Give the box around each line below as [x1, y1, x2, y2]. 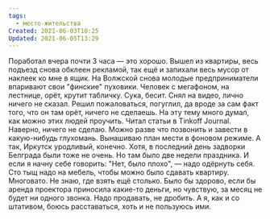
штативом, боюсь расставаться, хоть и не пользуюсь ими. [8, 202, 212, 212]
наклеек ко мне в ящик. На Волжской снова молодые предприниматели [8, 73, 259, 83]
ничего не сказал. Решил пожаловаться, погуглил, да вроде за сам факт [8, 99, 260, 109]
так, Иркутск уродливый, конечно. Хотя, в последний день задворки [8, 142, 246, 151]
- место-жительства [15, 19, 81, 27]
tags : [8, 11, 27, 20]
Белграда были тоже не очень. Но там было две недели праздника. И [8, 151, 250, 160]
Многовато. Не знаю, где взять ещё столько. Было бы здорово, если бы [8, 176, 256, 186]
